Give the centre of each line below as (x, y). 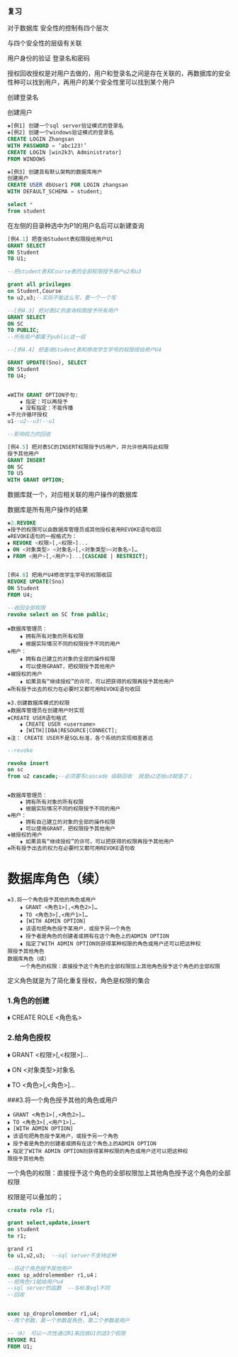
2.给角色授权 (29, 1038)
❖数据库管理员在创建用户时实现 (46, 710)
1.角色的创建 (28, 1000)
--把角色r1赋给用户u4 (35, 1282)
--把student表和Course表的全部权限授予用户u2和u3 (74, 272)
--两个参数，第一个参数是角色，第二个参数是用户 (68, 1321)
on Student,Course (34, 291)
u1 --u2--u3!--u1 (31, 422)
